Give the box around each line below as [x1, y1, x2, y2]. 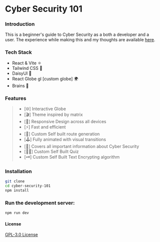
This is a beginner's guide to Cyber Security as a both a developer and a [5, 32, 149, 37]
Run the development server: [5, 199, 75, 206]
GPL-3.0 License [5, 232, 38, 238]
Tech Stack [5, 49, 32, 56]
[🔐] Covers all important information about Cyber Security [24, 144, 139, 149]
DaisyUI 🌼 [12, 70, 32, 76]
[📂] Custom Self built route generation [24, 131, 100, 137]
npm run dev [5, 210, 29, 215]
